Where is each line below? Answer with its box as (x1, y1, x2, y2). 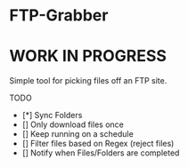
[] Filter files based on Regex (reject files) (21, 139, 175, 149)
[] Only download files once (21, 119, 125, 130)
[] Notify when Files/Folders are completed (21, 147, 180, 158)
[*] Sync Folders (21, 110, 83, 121)
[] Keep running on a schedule (21, 129, 134, 139)
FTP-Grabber (9, 5, 109, 26)
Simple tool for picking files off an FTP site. (9, 76, 168, 86)
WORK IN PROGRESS (9, 46, 168, 67)
